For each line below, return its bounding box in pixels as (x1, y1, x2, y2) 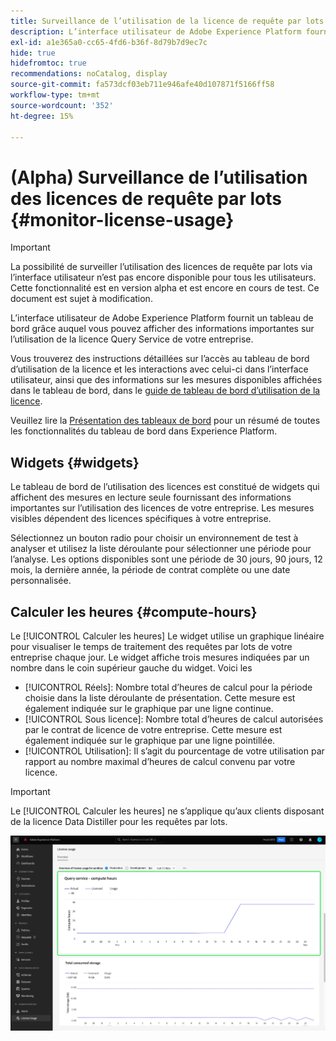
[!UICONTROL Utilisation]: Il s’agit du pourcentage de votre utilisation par (24, 745, 325, 757)
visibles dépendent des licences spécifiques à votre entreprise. (10, 513, 272, 525)
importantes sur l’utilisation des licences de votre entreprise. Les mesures (10, 502, 315, 514)
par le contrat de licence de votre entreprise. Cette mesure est (24, 723, 283, 735)
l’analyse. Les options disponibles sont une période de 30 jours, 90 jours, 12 (10, 553, 323, 565)
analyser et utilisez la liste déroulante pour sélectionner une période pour (10, 543, 312, 555)
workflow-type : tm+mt (10, 90, 101, 100)
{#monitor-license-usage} (10, 208, 235, 231)
